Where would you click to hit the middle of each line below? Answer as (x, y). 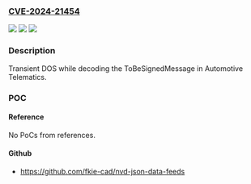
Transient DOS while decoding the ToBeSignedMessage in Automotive (126, 68)
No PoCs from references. (52, 135)
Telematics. (28, 77)
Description (32, 51)
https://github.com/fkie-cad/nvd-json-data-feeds (102, 171)
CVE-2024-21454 (44, 11)
